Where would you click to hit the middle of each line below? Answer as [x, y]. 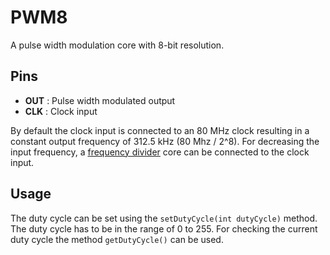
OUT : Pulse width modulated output [100, 100]
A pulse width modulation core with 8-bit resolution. [117, 45]
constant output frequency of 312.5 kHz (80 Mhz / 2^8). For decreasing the [165, 141]
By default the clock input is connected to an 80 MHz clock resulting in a [160, 130]
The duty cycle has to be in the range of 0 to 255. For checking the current [164, 228]
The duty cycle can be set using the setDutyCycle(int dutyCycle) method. [164, 218]
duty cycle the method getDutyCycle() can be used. [117, 239]
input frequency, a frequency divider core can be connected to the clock [160, 152]
